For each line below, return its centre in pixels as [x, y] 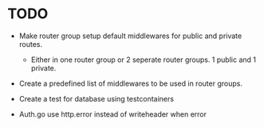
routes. [31, 44]
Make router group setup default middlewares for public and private [130, 36]
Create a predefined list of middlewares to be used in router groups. [130, 83]
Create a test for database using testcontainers [97, 98]
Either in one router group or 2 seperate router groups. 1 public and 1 [144, 60]
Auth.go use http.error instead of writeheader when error [113, 114]
